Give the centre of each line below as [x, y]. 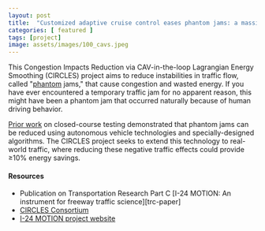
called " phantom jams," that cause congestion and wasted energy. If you [126, 84]
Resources [26, 176]
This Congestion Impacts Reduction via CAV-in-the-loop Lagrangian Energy [131, 67]
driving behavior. [35, 109]
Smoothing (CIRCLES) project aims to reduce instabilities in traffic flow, [123, 76]
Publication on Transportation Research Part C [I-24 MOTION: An [125, 193]
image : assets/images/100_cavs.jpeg [68, 45]
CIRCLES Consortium [54, 211]
